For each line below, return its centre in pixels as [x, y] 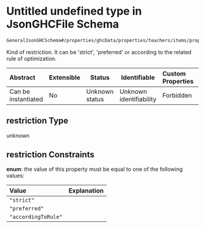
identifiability [138, 99]
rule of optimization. [31, 59]
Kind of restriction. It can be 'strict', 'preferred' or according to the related [99, 52]
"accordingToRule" [36, 217]
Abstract [22, 77]
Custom [174, 73]
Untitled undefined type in [74, 11]
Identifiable [138, 77]
